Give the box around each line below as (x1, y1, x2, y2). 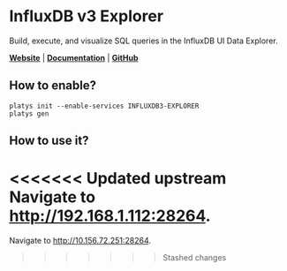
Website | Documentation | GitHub (9, 52, 139, 63)
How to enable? (9, 78, 97, 94)
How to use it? (9, 133, 89, 148)
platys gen (9, 109, 49, 118)
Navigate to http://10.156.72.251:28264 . (9, 236, 152, 246)
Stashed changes (162, 252, 227, 263)
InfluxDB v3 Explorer (9, 6, 164, 26)
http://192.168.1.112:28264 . (9, 206, 211, 226)
